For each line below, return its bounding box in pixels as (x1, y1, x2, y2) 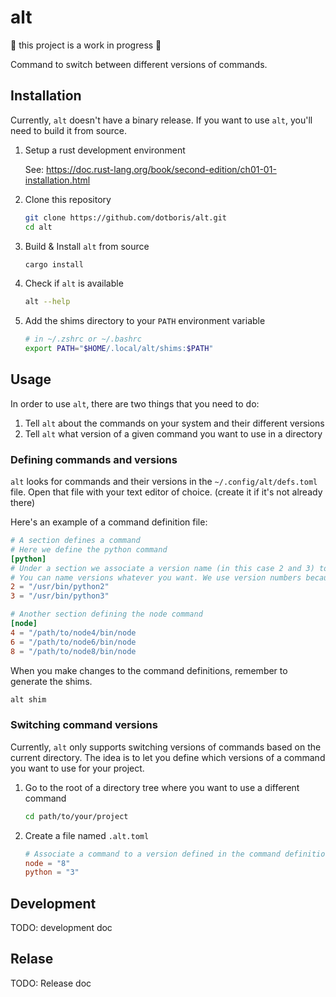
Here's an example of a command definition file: (10, 516, 208, 528)
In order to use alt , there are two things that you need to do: (10, 397, 260, 410)
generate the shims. (10, 675, 93, 687)
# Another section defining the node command (10, 609, 203, 620)
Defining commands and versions (10, 452, 178, 466)
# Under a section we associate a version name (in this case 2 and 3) (10, 563, 315, 573)
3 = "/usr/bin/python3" (10, 591, 110, 601)
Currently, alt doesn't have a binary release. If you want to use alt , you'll (10, 114, 313, 126)
